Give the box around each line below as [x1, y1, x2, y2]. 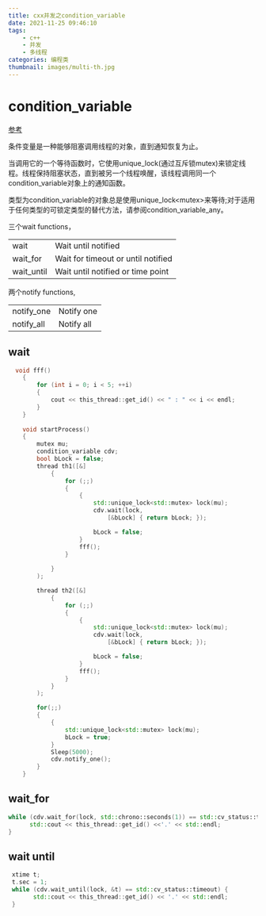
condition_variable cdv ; [36, 447, 119, 456]
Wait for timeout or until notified [55, 253, 173, 264]
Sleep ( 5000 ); [50, 748, 93, 756]
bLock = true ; [64, 733, 112, 742]
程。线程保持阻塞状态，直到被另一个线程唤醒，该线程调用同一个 [8, 168, 216, 178]
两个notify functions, [8, 287, 76, 297]
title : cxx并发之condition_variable [8, 11, 126, 20]
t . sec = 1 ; [11, 878, 47, 887]
